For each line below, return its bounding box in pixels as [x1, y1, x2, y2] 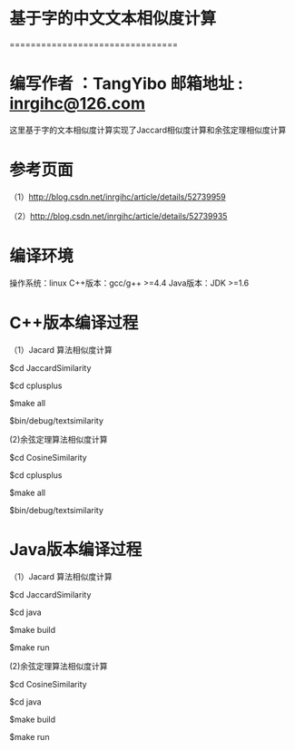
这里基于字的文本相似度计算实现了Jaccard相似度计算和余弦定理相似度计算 [9, 124, 287, 135]
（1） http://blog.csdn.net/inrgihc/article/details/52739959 [9, 191, 227, 202]
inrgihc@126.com [9, 93, 145, 114]
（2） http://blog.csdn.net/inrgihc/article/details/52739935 [9, 210, 228, 221]
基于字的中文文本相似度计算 [9, 8, 217, 29]
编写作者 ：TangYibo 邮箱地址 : [9, 73, 243, 94]
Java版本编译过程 [9, 539, 143, 560]
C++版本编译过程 [9, 312, 139, 333]
